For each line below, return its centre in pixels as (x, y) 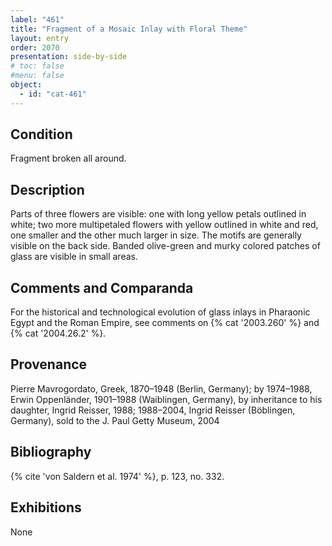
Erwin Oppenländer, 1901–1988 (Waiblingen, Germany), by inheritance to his (166, 399)
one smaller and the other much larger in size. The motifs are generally (156, 235)
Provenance (49, 364)
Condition (41, 134)
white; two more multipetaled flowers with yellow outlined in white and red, (164, 225)
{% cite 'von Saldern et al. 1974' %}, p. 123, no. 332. (117, 476)
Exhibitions (46, 507)
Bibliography (51, 452)
